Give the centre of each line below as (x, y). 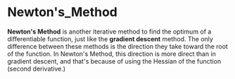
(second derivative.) (36, 69)
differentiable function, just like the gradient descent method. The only (110, 38)
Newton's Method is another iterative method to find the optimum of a (109, 31)
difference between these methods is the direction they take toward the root (118, 46)
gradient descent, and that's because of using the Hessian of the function (114, 61)
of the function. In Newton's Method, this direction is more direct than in (112, 54)
